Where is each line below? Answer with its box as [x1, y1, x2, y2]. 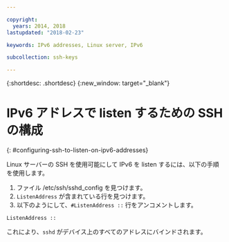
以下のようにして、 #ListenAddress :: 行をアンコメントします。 [16, 201, 198, 210]
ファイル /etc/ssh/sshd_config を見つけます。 [16, 184, 147, 192]
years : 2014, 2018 [12, 22, 66, 30]
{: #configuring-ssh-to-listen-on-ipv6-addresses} [6, 146, 149, 154]
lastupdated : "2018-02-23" [6, 29, 84, 36]
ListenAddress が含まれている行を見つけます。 [16, 192, 149, 201]
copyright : [6, 16, 38, 23]
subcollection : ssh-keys [6, 54, 78, 61]
